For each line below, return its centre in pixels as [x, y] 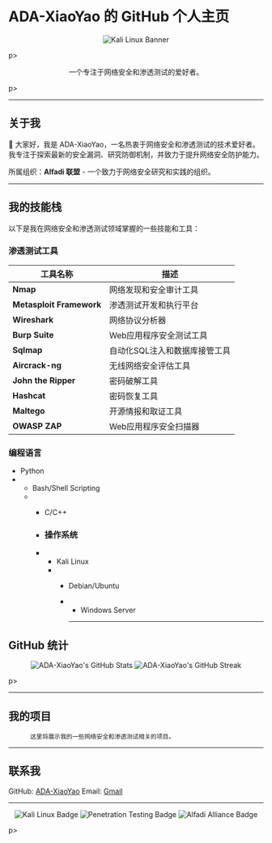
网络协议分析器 [138, 320]
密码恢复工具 [134, 396]
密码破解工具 [134, 381]
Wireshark [33, 319]
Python [32, 471]
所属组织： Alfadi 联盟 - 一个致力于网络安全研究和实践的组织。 [112, 172]
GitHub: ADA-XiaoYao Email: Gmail [66, 791]
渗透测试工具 [34, 251]
